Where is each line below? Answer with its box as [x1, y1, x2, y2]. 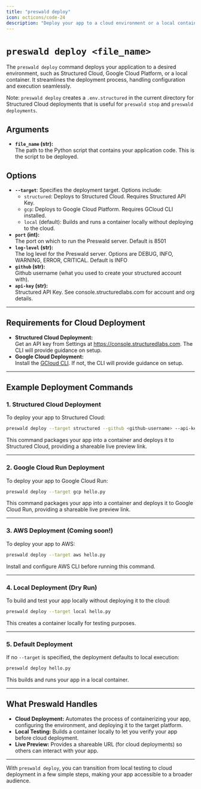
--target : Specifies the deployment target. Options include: [14, 186, 162, 193]
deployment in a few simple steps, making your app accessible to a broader [6, 770, 193, 778]
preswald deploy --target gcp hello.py [6, 489, 106, 495]
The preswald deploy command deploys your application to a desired [6, 64, 176, 71]
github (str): [14, 262, 45, 270]
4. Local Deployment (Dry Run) [6, 583, 98, 591]
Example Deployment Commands [6, 382, 133, 393]
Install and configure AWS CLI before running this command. [6, 563, 156, 570]
